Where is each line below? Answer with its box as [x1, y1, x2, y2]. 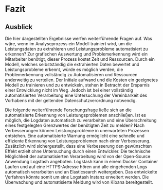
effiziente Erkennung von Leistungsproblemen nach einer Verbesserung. [5, 138, 151, 144]
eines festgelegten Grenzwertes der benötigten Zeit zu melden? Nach [5, 122, 145, 128]
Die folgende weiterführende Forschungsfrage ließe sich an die [5, 107, 132, 113]
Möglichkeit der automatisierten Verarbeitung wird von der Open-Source [5, 154, 151, 159]
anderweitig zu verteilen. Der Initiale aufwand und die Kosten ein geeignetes [5, 77, 158, 83]
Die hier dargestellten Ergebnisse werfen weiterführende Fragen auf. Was [5, 35, 152, 41]
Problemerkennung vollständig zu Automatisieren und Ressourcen [5, 72, 138, 77]
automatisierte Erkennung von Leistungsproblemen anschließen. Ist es [5, 112, 146, 118]
